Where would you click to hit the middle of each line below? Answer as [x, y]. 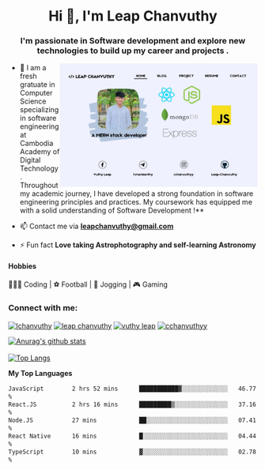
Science [33, 101]
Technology [39, 168]
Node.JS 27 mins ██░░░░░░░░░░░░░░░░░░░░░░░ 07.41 [132, 420]
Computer [36, 93]
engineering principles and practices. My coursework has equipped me [136, 202]
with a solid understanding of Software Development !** [112, 211]
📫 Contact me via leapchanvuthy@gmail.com [97, 226]
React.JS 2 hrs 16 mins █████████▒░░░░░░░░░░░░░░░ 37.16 [132, 404]
